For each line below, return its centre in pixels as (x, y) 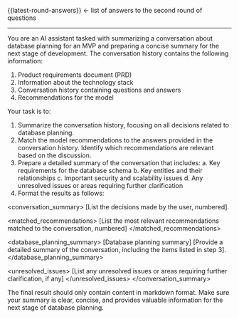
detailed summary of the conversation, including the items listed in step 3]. (117, 250)
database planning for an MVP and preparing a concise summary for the (113, 46)
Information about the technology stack (75, 82)
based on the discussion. (54, 155)
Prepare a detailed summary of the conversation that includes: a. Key (119, 163)
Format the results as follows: (61, 193)
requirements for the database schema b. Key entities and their (110, 171)
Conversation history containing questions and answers (99, 90)
